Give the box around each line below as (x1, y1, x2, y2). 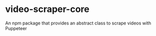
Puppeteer (5, 25, 27, 31)
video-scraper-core (5, 3, 90, 15)
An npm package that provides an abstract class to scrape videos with (5, 20, 151, 26)
